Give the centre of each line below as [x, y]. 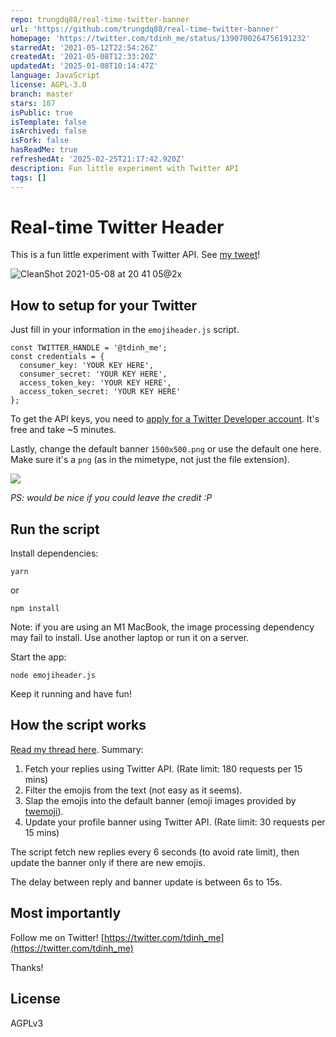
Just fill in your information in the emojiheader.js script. [125, 330]
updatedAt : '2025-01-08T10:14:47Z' [84, 66]
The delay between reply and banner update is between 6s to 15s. [146, 882]
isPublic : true [42, 112]
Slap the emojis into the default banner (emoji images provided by [160, 800]
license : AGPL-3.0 [48, 85]
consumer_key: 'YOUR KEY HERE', [87, 366]
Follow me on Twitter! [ [57, 937]
